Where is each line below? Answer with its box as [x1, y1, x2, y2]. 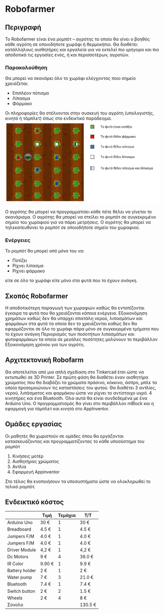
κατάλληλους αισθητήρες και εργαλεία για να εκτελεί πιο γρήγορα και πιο [5, 47, 160, 52]
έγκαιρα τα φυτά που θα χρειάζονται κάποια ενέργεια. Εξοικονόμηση [5, 310, 147, 316]
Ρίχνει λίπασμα [12, 263, 44, 269]
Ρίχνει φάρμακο [12, 268, 45, 274]
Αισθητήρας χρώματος [12, 458, 59, 464]
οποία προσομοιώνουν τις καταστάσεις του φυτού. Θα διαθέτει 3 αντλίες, [5, 385, 156, 391]
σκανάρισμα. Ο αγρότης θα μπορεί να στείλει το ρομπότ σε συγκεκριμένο [5, 214, 156, 220]
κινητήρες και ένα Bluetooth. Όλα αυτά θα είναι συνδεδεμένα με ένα [5, 395, 147, 401]
